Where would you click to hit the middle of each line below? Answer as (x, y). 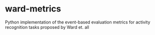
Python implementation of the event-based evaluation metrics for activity (78, 22)
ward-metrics (33, 9)
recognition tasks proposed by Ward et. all (47, 27)
